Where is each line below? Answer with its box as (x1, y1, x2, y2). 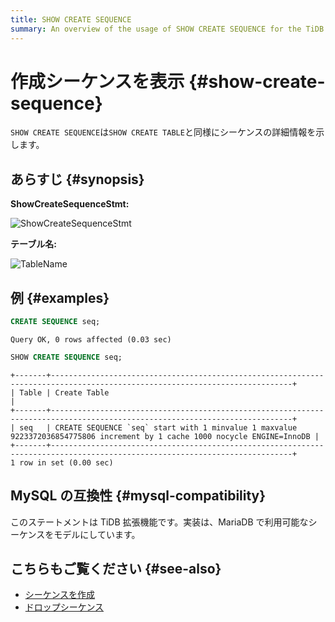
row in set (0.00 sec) (19, 457, 114, 468)
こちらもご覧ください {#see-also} (10, 561, 222, 578)
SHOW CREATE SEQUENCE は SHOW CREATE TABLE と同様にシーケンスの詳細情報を (10, 126, 317, 138)
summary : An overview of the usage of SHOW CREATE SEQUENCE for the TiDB (10, 24, 325, 34)
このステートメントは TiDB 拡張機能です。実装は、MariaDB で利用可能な (10, 516, 309, 528)
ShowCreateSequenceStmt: (10, 198, 130, 210)
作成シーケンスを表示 (10, 70, 185, 93)
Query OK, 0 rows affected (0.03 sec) (10, 334, 172, 345)
